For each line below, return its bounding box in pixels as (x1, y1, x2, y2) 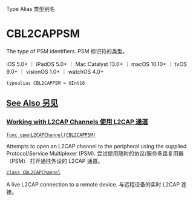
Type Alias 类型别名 (6, 5, 56, 12)
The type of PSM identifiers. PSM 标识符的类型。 (6, 47, 128, 54)
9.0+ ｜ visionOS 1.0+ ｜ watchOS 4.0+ (6, 68, 104, 75)
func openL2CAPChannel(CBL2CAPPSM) (6, 132, 96, 138)
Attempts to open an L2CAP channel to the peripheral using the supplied (6, 142, 187, 150)
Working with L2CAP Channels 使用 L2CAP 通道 (6, 117, 148, 126)
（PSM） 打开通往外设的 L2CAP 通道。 (6, 157, 103, 165)
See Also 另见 (6, 98, 59, 108)
